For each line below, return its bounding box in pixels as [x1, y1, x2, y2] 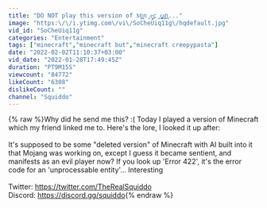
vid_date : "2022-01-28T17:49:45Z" [8, 56, 123, 64]
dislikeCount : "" [8, 85, 66, 94]
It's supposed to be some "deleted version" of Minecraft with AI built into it [8, 140, 253, 149]
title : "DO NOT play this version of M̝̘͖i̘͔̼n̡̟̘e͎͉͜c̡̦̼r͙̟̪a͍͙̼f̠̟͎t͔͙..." [8, 11, 183, 20]
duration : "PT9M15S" [8, 64, 77, 71]
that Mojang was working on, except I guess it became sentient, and [8, 148, 232, 158]
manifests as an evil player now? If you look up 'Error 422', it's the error [8, 156, 242, 167]
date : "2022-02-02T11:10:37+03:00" [8, 48, 126, 56]
